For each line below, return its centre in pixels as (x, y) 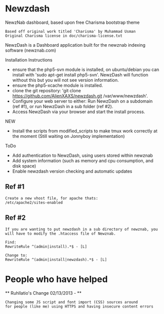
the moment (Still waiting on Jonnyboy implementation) (68, 136)
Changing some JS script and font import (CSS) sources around (72, 302)
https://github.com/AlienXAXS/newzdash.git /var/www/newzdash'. (80, 96)
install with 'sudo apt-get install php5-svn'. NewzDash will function (80, 74)
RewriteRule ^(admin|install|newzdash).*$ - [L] (56, 259)
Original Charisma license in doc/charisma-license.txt (64, 36)
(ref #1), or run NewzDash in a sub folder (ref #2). (63, 106)
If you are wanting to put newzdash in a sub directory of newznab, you (82, 229)
